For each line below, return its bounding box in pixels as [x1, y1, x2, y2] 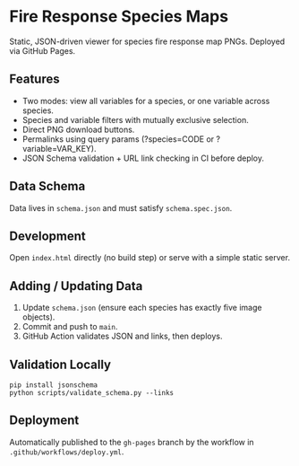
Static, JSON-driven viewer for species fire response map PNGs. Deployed [9, 36, 286, 47]
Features [9, 72, 60, 87]
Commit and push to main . [21, 321, 118, 332]
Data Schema [9, 179, 86, 194]
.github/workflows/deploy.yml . [9, 446, 124, 457]
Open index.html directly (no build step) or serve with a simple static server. [9, 252, 291, 263]
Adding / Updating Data [9, 278, 143, 294]
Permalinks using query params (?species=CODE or [21, 133, 215, 145]
